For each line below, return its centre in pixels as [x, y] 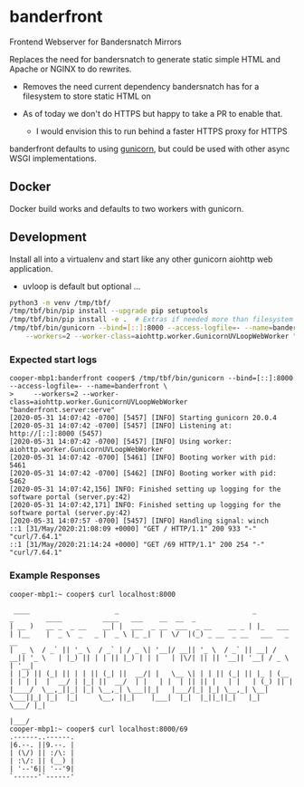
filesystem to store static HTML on [86, 96]
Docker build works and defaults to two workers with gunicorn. [127, 208]
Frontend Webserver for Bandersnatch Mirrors [96, 42]
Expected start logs [53, 360]
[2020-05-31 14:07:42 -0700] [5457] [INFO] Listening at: [121, 426]
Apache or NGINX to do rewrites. [71, 69]
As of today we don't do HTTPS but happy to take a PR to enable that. [152, 113]
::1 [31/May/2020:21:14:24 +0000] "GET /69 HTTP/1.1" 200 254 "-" [137, 545]
